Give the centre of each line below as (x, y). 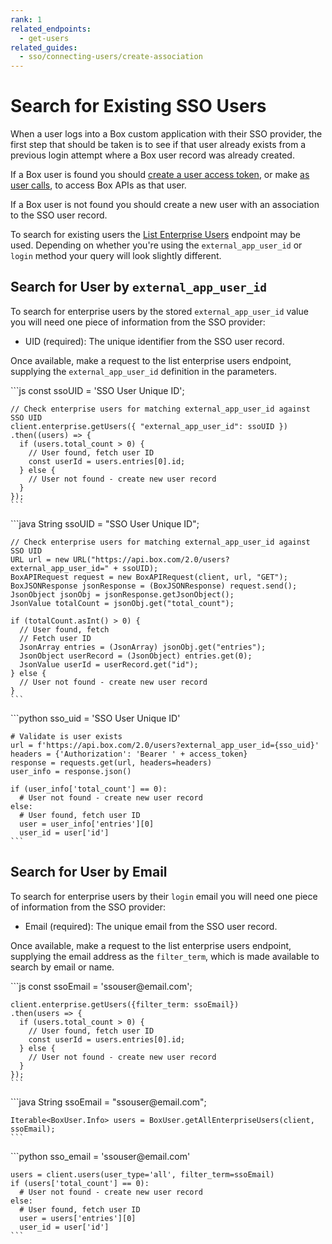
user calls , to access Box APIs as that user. (98, 185)
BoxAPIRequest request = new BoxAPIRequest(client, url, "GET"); (149, 577)
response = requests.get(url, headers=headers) (111, 762)
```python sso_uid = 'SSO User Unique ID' (95, 718)
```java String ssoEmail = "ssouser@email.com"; (108, 1102)
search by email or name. (62, 967)
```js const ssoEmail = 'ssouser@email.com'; (101, 986)
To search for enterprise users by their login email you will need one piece (164, 896)
